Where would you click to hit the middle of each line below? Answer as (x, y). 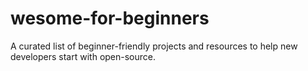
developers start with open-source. (83, 56)
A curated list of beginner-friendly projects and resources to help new (154, 46)
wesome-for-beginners (110, 18)
